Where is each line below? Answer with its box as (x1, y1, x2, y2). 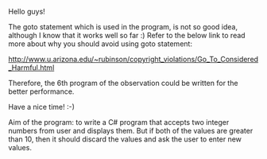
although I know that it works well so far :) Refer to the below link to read (8, 31, 246, 40)
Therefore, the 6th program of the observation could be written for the (8, 79, 238, 87)
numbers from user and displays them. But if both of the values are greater (8, 126, 253, 135)
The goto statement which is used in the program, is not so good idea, (8, 22, 238, 31)
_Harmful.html (8, 63, 55, 72)
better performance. (8, 87, 75, 96)
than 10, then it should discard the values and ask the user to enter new (8, 134, 242, 144)
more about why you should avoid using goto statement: (8, 39, 193, 48)
